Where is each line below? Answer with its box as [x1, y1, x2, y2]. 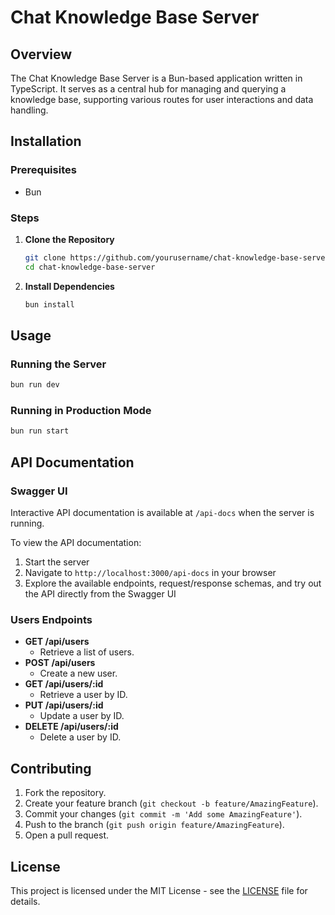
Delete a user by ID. [39, 731, 122, 743]
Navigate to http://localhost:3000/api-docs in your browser [24, 567, 277, 579]
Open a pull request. [24, 829, 110, 841]
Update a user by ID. [39, 710, 125, 722]
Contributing [10, 760, 92, 777]
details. [10, 895, 41, 907]
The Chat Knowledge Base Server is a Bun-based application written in [10, 72, 303, 84]
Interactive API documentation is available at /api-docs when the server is [10, 507, 315, 519]
